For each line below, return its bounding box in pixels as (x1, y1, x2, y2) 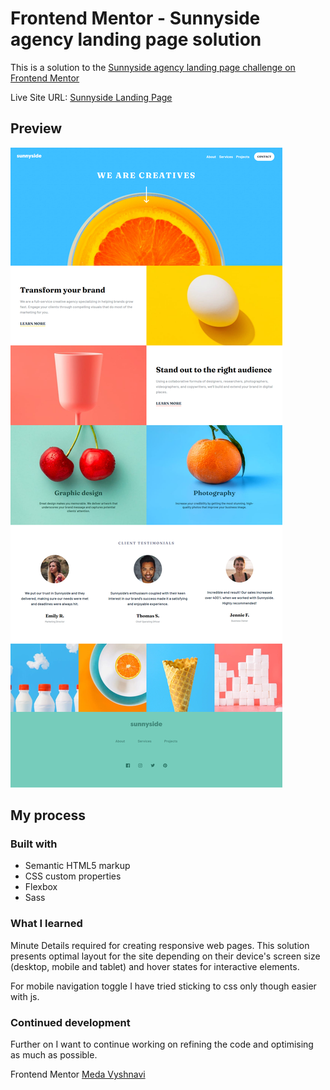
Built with (10, 837, 58, 851)
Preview (10, 120, 63, 137)
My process (10, 807, 86, 824)
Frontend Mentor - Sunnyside (10, 7, 261, 30)
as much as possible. (10, 1049, 98, 1061)
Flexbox (24, 881, 58, 893)
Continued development (10, 1015, 131, 1029)
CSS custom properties (24, 870, 122, 882)
